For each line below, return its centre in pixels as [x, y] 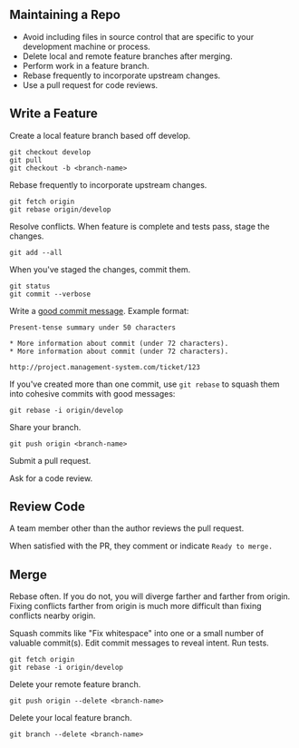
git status [30, 286]
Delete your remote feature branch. [75, 684]
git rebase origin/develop [60, 209]
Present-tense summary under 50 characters [93, 327]
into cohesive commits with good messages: [92, 393]
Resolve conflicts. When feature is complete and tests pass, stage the [140, 226]
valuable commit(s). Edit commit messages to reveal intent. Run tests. [139, 643]
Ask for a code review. [51, 478]
